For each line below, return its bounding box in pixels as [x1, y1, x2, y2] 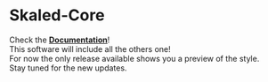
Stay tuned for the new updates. [9, 63, 127, 73]
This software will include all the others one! [9, 43, 171, 54]
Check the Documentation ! [9, 34, 110, 45]
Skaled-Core [9, 5, 105, 26]
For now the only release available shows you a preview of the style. [9, 53, 260, 63]
